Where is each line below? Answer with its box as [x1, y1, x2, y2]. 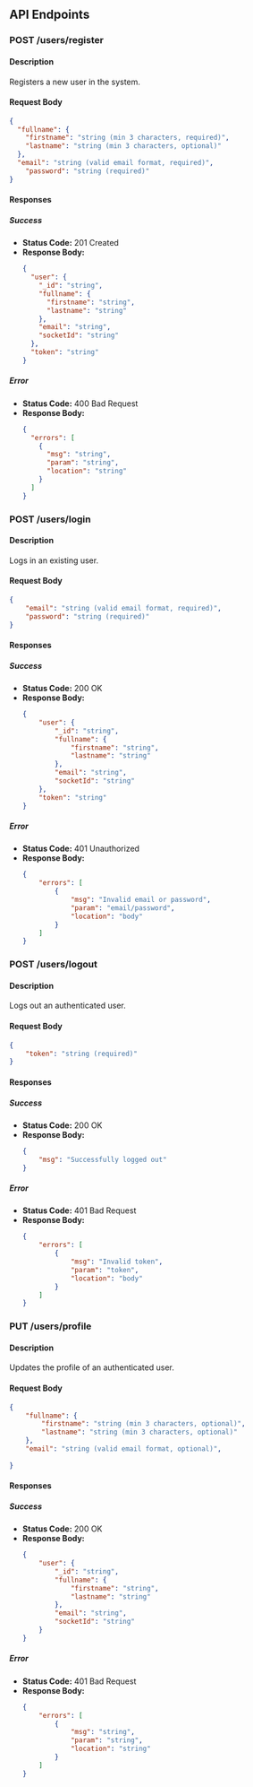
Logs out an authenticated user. [9, 1000, 127, 1011]
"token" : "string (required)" [25, 1049, 139, 1058]
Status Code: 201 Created [21, 238, 119, 248]
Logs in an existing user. [9, 555, 99, 566]
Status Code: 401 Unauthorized [21, 843, 140, 854]
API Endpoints [9, 7, 90, 22]
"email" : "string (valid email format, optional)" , [25, 1444, 222, 1453]
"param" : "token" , [70, 1265, 139, 1274]
